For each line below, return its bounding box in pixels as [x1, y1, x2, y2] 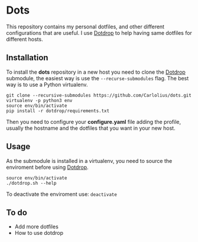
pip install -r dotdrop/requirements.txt [6, 107, 110, 114]
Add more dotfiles [14, 223, 59, 230]
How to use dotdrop [14, 230, 64, 237]
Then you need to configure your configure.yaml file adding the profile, [6, 118, 181, 125]
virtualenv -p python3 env [6, 97, 73, 103]
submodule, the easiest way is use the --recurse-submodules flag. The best [6, 74, 189, 81]
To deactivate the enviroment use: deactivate [6, 190, 117, 198]
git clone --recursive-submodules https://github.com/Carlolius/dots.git [6, 92, 192, 98]
